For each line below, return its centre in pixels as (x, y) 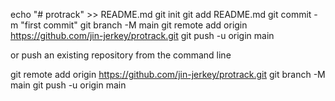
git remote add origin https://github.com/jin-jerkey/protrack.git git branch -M (168, 74)
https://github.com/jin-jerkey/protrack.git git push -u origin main (142, 35)
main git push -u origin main (68, 85)
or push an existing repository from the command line (121, 55)
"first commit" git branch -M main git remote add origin (134, 25)
